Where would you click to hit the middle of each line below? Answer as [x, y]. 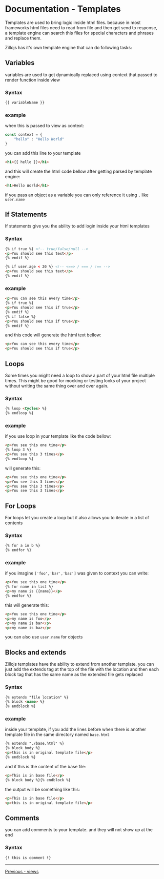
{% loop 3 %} [18, 450]
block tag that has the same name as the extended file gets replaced [74, 675]
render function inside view [32, 80]
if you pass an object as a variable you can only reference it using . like [77, 195]
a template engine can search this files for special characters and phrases [79, 33]
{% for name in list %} [29, 587]
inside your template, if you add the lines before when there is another [76, 729]
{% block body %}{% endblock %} [38, 780]
